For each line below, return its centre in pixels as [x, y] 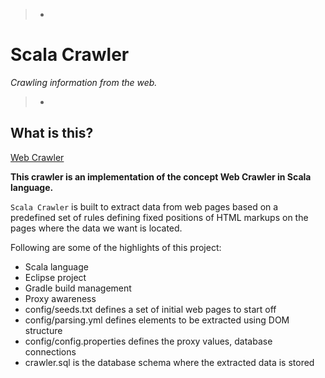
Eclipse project [55, 277]
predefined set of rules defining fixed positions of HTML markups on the [159, 217]
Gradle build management [78, 288]
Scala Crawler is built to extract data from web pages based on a [144, 206]
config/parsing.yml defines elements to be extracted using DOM [157, 320]
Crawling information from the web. [84, 82]
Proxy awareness [60, 298]
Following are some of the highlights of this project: [116, 247]
